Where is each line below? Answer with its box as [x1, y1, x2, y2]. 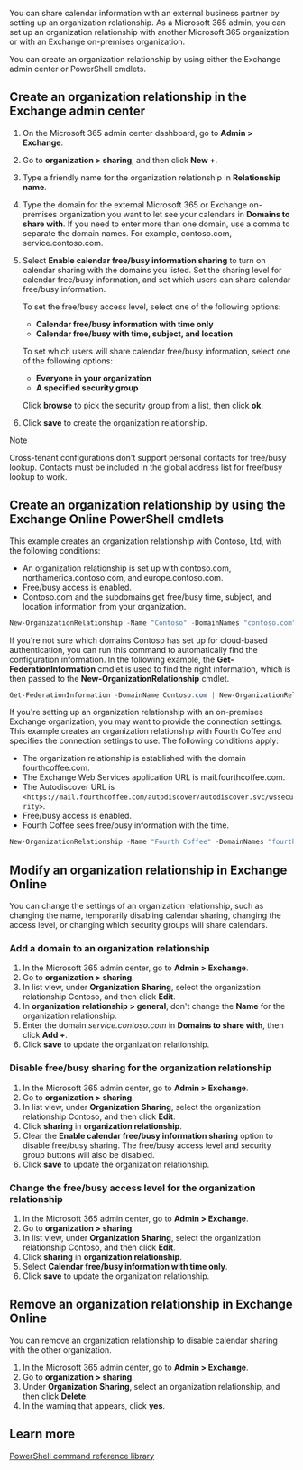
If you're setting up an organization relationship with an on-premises [9, 707, 263, 718]
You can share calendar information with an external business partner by [9, 8, 280, 18]
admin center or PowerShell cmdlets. [9, 63, 147, 74]
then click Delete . [22, 1391, 88, 1401]
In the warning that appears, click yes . [22, 1400, 165, 1410]
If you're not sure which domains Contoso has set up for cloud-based [9, 635, 268, 646]
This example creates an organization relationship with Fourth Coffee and [9, 726, 282, 737]
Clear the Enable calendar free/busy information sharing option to [22, 1130, 273, 1141]
